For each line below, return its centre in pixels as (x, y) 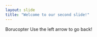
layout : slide (20, 10)
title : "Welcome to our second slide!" (47, 15)
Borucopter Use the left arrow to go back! (49, 29)
